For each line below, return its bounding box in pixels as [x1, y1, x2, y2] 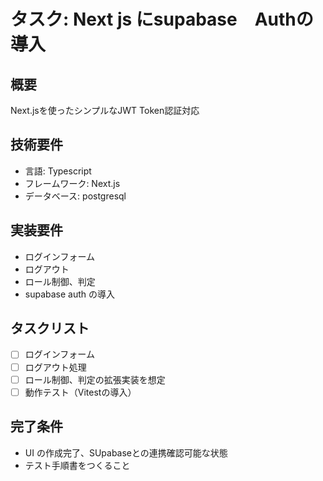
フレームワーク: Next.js [24, 177, 121, 189]
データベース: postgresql [24, 190, 127, 202]
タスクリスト [10, 320, 90, 337]
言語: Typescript [24, 165, 92, 177]
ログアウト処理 [24, 361, 87, 373]
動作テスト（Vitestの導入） [24, 386, 137, 398]
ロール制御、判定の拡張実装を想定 [24, 373, 166, 385]
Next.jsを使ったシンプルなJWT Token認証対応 [10, 105, 200, 116]
